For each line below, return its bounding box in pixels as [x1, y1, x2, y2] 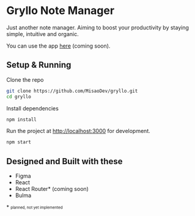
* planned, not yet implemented [6, 204, 63, 211]
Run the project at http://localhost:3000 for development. [6, 128, 151, 135]
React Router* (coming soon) [15, 185, 89, 193]
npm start [6, 139, 32, 145]
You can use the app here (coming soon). [6, 42, 111, 49]
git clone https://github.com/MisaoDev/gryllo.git [6, 88, 138, 94]
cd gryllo [6, 93, 32, 99]
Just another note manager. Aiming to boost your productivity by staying [6, 24, 189, 31]
